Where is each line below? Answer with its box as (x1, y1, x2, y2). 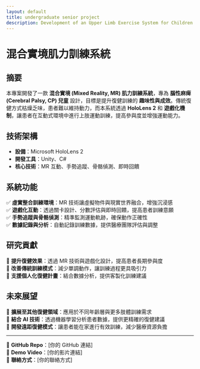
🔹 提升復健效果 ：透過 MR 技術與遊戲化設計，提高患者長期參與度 (6, 257, 163, 264)
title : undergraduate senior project (6, 14, 100, 20)
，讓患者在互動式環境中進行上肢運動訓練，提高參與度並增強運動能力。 (11, 112, 183, 119)
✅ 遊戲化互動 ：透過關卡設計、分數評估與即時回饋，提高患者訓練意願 (6, 207, 174, 213)
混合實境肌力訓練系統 (6, 47, 111, 61)
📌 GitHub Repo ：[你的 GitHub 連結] (6, 341, 93, 348)
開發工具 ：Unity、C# (14, 155, 67, 162)
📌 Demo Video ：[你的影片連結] (6, 349, 83, 356)
